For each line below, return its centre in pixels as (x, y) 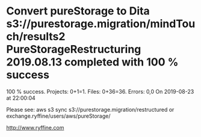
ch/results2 (36, 37)
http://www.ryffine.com (35, 127)
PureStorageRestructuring (74, 50)
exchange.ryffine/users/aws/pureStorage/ (58, 116)
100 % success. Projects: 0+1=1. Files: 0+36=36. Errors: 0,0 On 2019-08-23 (100, 91)
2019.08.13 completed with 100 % (92, 62)
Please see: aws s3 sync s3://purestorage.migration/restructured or (90, 109)
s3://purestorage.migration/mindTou (101, 24)
